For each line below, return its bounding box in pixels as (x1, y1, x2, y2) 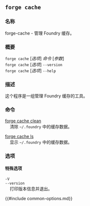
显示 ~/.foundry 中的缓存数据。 (9, 139, 73, 145)
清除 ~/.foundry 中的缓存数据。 (9, 124, 73, 130)
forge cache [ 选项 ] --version (5, 61, 63, 67)
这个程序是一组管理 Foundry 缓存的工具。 (5, 93, 88, 99)
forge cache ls (5, 133, 34, 139)
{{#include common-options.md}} (5, 195, 73, 201)
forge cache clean (5, 118, 42, 124)
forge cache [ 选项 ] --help (5, 68, 56, 74)
